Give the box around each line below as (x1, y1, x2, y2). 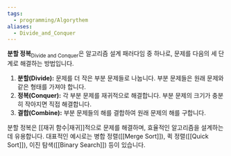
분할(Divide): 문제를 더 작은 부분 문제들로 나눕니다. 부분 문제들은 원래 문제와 (17, 74, 224, 83)
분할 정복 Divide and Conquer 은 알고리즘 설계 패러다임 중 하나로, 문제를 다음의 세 (7, 49, 217, 60)
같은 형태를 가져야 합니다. (17, 83, 87, 91)
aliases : (7, 23, 33, 30)
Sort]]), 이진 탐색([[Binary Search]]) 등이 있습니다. (7, 141, 146, 149)
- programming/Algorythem (13, 17, 89, 24)
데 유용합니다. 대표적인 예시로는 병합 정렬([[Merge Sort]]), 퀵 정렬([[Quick (7, 132, 209, 141)
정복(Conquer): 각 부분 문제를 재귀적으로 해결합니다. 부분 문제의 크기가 (17, 92, 211, 100)
